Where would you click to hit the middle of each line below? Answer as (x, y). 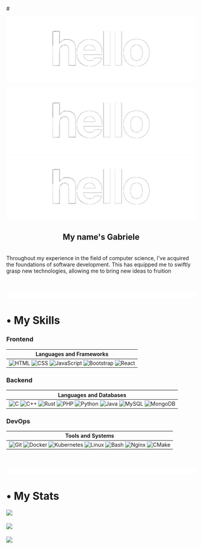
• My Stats (33, 496)
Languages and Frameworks (72, 354)
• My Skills (33, 321)
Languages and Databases (92, 395)
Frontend (20, 340)
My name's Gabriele (101, 237)
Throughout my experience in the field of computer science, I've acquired (98, 258)
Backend (20, 380)
